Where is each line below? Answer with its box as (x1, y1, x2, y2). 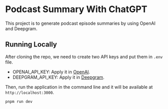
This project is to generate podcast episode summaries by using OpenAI (5, 20, 155, 26)
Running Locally (5, 40, 57, 49)
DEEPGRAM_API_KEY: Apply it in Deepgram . (12, 74, 105, 80)
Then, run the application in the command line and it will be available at (5, 84, 153, 90)
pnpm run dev (5, 99, 33, 104)
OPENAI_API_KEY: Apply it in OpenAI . (12, 69, 90, 75)
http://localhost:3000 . (5, 89, 54, 95)
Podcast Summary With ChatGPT (5, 4, 148, 15)
